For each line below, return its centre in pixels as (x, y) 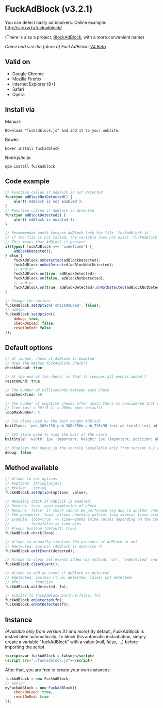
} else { (14, 256)
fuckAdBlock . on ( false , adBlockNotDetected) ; (59, 278)
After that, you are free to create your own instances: (58, 669)
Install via (20, 110)
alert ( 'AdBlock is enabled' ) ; (44, 220)
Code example (27, 181)
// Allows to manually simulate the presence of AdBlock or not (71, 542)
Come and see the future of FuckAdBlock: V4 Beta (56, 46)
